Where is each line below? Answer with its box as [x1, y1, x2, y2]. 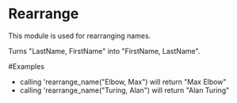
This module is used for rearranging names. [8, 31, 151, 40]
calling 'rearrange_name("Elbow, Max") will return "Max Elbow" [19, 77, 227, 86]
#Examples [8, 61, 45, 71]
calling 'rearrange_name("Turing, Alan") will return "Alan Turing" [19, 85, 230, 95]
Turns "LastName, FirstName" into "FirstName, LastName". [8, 46, 201, 55]
